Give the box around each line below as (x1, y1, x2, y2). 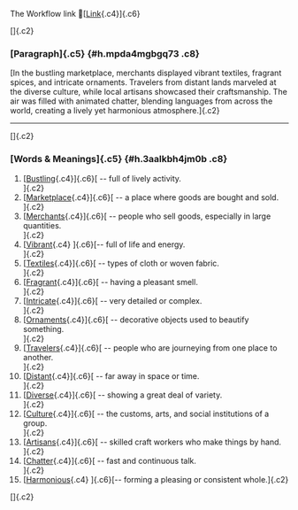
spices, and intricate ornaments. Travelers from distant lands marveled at (10, 77, 277, 88)
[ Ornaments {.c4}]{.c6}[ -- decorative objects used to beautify (22, 314, 249, 325)
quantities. (22, 220, 62, 230)
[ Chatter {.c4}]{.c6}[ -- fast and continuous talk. (22, 455, 197, 466)
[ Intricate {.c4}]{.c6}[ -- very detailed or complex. (22, 295, 202, 305)
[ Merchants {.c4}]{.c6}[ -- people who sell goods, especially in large (22, 211, 271, 221)
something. (22, 323, 65, 334)
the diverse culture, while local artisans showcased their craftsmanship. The (10, 87, 288, 97)
